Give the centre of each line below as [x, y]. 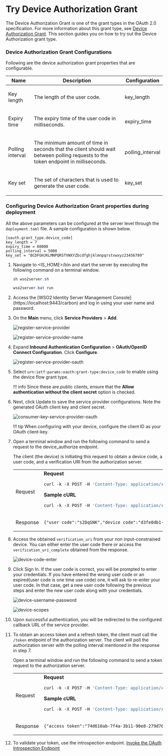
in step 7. [22, 651]
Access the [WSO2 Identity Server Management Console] [72, 298]
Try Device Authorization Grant [72, 9]
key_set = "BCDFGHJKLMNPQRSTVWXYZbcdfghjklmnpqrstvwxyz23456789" [75, 255]
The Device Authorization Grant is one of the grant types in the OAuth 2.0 [81, 23]
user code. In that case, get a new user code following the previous [82, 585]
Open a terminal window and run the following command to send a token [87, 660]
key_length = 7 [21, 242]
